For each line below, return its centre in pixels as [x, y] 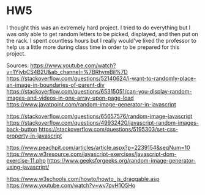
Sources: [18, 65]
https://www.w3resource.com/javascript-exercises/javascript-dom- [92, 154]
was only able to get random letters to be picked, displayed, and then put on [102, 34]
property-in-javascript [34, 136]
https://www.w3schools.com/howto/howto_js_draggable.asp [83, 178]
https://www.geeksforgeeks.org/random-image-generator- [121, 160]
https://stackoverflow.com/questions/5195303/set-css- [109, 129]
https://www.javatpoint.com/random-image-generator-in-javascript [91, 104]
